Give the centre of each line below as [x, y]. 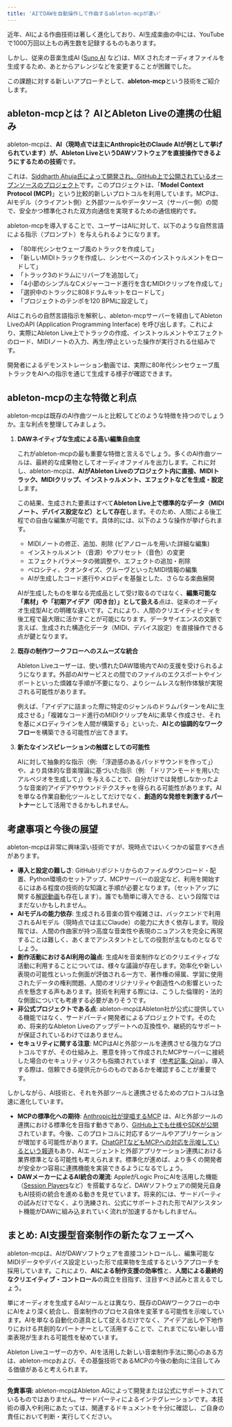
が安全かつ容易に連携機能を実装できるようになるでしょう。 [101, 1168]
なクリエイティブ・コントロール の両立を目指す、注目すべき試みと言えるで [112, 1279]
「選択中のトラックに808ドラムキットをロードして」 [92, 292]
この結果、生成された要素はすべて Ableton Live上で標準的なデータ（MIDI [120, 503]
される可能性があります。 [53, 692]
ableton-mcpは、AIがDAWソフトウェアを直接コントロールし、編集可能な [111, 1253]
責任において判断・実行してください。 [61, 1416]
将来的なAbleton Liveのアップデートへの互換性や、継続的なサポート [126, 1026]
